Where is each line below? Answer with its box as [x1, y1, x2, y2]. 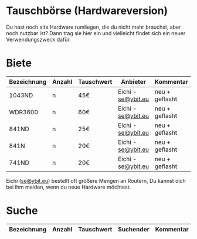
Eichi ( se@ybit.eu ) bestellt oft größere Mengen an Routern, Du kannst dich [6, 177, 186, 184]
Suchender [118, 225, 150, 233]
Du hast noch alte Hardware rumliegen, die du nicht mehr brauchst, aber [6, 23, 181, 30]
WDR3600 [9, 108, 39, 116]
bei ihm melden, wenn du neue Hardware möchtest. [6, 183, 131, 190]
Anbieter [121, 77, 147, 86]
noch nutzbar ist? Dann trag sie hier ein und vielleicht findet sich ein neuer [6, 29, 186, 36]
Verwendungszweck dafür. [6, 36, 72, 43]
